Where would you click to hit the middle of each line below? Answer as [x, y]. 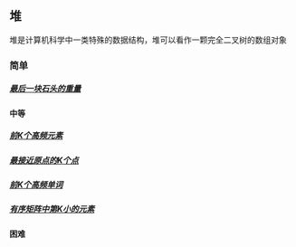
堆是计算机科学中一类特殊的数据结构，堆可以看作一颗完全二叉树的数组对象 [148, 40]
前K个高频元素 [36, 136]
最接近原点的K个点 [44, 160]
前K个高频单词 [36, 185]
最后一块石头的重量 [45, 89]
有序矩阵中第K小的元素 [52, 209]
